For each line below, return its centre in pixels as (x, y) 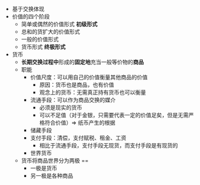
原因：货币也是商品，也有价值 (77, 85)
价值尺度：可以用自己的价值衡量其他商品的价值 (89, 77)
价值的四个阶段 (31, 16)
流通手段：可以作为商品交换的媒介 (73, 100)
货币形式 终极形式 (43, 47)
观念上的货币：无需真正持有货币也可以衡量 (93, 92)
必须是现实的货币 (61, 107)
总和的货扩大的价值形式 (50, 32)
